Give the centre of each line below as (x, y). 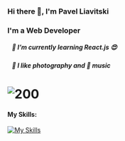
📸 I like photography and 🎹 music (61, 65)
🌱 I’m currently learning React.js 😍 (64, 47)
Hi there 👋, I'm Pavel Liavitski (58, 11)
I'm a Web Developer (44, 30)
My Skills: (22, 114)
